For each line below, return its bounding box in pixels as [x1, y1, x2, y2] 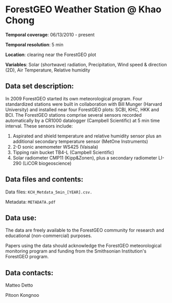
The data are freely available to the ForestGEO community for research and [5, 227, 164, 234]
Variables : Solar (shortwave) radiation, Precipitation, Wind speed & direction [5, 61, 167, 67]
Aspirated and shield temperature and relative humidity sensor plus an [12, 133, 162, 139]
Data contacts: [5, 269, 54, 277]
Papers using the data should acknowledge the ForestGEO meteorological [5, 243, 162, 249]
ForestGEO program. [5, 254, 49, 260]
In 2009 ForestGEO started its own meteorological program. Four [5, 95, 143, 101]
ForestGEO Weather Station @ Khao [5, 4, 162, 15]
